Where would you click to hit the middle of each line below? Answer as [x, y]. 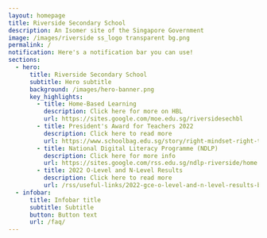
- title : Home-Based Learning [87, 104]
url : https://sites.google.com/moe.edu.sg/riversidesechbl [143, 119]
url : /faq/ [47, 222]
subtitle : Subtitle [61, 207]
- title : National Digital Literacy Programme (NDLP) [128, 148]
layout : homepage [37, 15]
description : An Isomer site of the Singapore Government [106, 30]
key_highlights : [56, 97]
